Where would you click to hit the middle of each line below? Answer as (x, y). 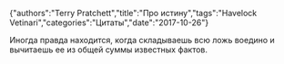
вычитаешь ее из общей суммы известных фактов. (108, 50)
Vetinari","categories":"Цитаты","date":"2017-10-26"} (109, 23)
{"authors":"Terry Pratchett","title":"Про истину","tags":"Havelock (133, 13)
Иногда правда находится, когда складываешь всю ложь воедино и (142, 40)
